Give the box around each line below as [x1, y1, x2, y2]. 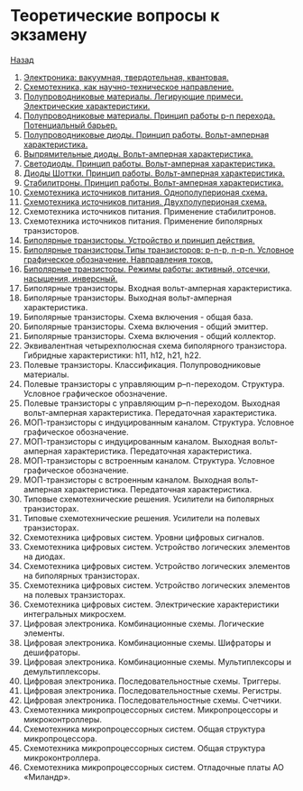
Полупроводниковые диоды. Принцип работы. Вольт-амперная [23, 129, 270, 140]
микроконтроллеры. [23, 713, 103, 724]
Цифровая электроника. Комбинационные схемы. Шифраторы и [23, 637, 271, 648]
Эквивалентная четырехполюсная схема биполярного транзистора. [23, 340, 288, 351]
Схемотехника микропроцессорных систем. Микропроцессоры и [23, 704, 279, 715]
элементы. [23, 628, 66, 639]
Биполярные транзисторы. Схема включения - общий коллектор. [23, 330, 277, 341]
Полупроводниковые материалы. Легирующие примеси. [23, 91, 243, 102]
